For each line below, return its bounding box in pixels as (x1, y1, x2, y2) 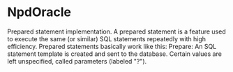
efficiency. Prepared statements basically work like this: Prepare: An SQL (7, 42, 217, 50)
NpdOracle (7, 4, 72, 20)
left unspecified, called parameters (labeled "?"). (7, 57, 147, 65)
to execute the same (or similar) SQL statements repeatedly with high (7, 34, 206, 43)
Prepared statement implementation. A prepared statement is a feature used (7, 27, 226, 36)
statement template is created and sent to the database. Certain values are (7, 50, 222, 58)
